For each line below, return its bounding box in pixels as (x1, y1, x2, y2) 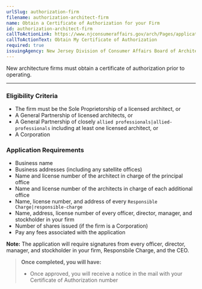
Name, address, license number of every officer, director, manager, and (14, 210, 192, 217)
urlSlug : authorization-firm (6, 8, 79, 15)
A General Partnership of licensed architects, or (14, 112, 133, 119)
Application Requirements (6, 146, 84, 154)
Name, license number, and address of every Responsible (14, 198, 158, 205)
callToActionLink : (6, 31, 52, 37)
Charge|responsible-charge (14, 204, 83, 211)
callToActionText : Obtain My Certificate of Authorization (6, 37, 158, 43)
